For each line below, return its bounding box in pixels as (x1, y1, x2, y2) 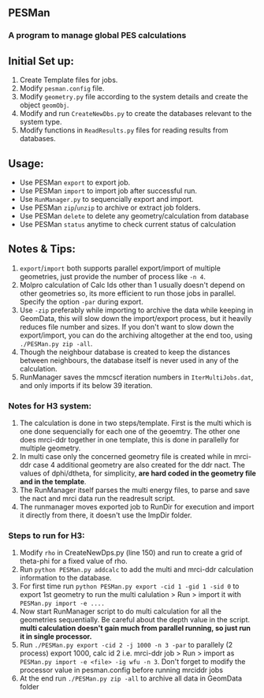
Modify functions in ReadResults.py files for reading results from (19, 125, 229, 135)
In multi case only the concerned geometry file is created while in (19, 452, 232, 461)
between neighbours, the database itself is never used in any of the (19, 355, 239, 365)
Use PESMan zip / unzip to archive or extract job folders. (19, 203, 201, 212)
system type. (19, 118, 62, 127)
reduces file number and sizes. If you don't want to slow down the (19, 322, 235, 331)
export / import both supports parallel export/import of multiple (19, 263, 221, 273)
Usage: (8, 157, 45, 170)
